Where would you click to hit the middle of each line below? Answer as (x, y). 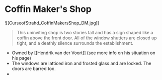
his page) (22, 58)
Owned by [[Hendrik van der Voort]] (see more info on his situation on (83, 53)
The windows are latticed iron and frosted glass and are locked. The (81, 63)
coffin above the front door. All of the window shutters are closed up (87, 38)
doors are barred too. (34, 69)
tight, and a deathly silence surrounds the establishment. (75, 43)
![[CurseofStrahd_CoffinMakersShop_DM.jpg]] (52, 23)
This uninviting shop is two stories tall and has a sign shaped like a (85, 32)
